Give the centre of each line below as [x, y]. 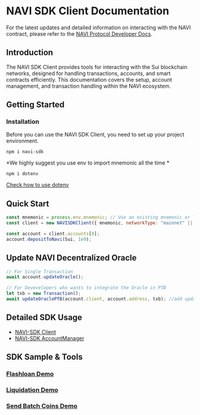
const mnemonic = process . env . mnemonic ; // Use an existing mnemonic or [98, 218]
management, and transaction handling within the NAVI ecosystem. [89, 86]
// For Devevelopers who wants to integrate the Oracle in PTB [86, 288]
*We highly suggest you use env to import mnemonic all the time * [88, 163]
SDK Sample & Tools [45, 357]
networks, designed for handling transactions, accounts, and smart [88, 73]
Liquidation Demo [32, 390]
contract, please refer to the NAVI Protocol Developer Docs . [79, 33]
